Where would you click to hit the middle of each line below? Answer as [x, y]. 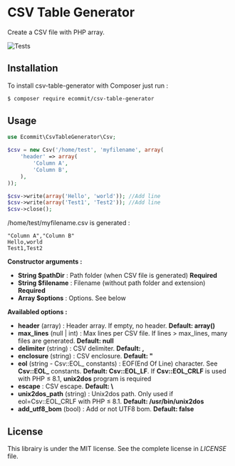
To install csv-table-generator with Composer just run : [88, 86]
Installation [33, 68]
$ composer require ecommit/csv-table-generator [81, 98]
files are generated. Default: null [66, 341]
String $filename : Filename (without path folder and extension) [111, 283]
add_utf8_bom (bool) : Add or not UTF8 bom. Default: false [106, 409]
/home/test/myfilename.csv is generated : [69, 223]
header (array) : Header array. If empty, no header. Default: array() [116, 326]
